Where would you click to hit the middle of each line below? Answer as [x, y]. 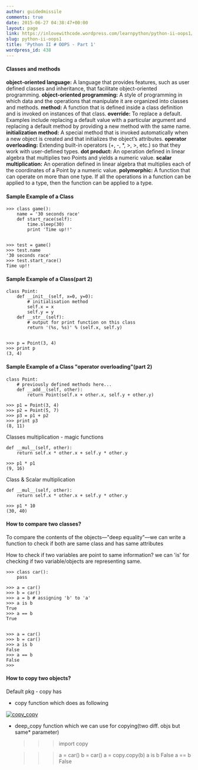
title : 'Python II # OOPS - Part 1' [51, 45]
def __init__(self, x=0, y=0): [55, 297]
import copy [73, 743]
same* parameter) [37, 732]
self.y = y [41, 312]
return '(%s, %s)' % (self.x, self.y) [75, 328]
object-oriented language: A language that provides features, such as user [98, 82]
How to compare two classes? [44, 524]
